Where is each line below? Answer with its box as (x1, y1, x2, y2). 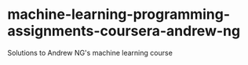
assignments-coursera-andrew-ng (7, 22, 241, 40)
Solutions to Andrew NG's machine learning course (7, 48, 173, 57)
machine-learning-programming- (7, 5, 231, 23)
